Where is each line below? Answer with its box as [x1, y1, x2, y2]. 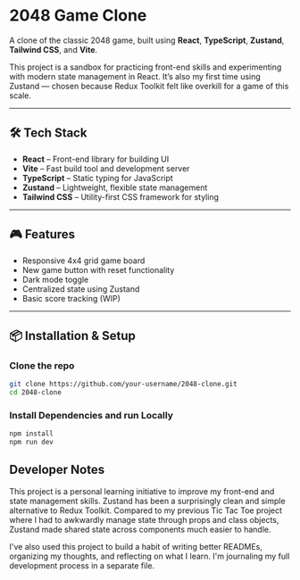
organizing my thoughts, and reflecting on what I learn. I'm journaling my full [9, 551, 290, 561]
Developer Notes [9, 462, 105, 477]
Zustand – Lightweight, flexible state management [21, 182, 208, 193]
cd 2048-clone [9, 388, 62, 397]
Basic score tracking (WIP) [21, 293, 121, 303]
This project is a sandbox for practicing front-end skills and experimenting [9, 62, 282, 72]
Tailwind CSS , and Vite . [9, 44, 98, 54]
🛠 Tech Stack [9, 126, 87, 141]
